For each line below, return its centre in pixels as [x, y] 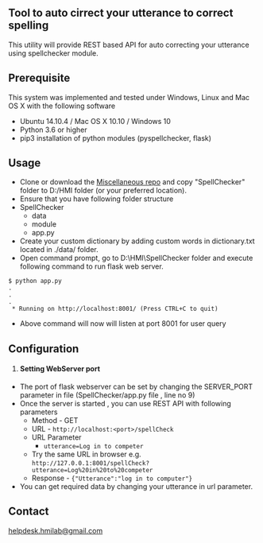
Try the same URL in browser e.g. [86, 454]
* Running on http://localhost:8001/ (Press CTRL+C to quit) [115, 309]
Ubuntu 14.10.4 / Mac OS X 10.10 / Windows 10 [95, 121]
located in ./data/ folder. [59, 250]
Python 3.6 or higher [53, 130]
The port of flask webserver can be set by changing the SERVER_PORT [136, 387]
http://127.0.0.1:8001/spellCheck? [90, 463]
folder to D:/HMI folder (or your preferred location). [103, 191]
